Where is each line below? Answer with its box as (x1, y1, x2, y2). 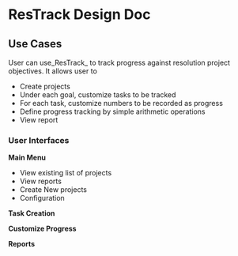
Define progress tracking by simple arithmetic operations (19, 107, 206, 116)
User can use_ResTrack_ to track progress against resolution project (8, 58, 231, 67)
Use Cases (8, 37, 62, 51)
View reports (19, 176, 62, 186)
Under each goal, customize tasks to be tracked (19, 90, 176, 100)
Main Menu (8, 152, 46, 163)
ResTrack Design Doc (8, 6, 151, 24)
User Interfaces (8, 134, 70, 145)
